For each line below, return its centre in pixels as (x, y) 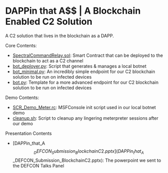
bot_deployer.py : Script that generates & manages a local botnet (79, 66)
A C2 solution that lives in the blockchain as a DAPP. (60, 36)
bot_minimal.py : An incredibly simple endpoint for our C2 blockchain (84, 72)
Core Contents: (21, 45)
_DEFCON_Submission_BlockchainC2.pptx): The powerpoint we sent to (87, 160)
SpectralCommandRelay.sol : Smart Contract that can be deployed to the (88, 55)
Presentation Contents (29, 133)
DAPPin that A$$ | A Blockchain (73, 11)
